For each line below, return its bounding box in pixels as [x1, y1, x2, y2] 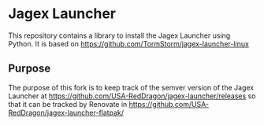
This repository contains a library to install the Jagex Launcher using [8, 31, 231, 40]
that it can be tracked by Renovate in [8, 99, 128, 108]
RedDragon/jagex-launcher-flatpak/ [8, 108, 125, 117]
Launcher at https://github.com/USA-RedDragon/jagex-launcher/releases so [8, 91, 256, 101]
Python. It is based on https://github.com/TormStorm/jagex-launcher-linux [8, 39, 250, 48]
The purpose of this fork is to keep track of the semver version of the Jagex [8, 83, 255, 92]
